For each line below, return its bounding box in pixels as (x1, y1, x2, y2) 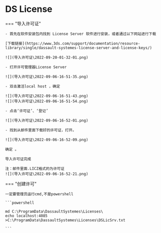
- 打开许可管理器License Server (5, 65, 67, 70)
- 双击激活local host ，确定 (5, 83, 61, 89)
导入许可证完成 (5, 156, 31, 161)
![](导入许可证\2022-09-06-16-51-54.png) (5, 98, 88, 104)
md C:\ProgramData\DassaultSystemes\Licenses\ (5, 209, 103, 214)
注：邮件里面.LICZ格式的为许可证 (5, 166, 65, 171)
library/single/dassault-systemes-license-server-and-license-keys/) (5, 45, 153, 50)
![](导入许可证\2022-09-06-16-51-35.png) (5, 74, 88, 79)
